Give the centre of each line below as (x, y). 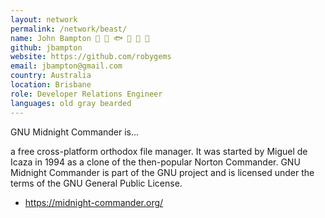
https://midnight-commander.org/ (94, 202)
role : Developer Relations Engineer (86, 94)
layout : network (44, 19)
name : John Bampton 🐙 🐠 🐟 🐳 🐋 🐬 (80, 38)
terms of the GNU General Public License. (96, 183)
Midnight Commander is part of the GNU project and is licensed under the (162, 172)
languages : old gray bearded (71, 103)
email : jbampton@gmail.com (66, 66)
